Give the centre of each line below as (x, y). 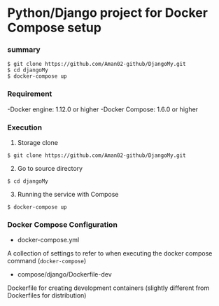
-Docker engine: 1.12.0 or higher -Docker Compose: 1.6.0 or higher (103, 109)
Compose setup (54, 28)
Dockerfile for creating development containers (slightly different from (108, 288)
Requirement (30, 94)
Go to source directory (50, 169)
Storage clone (37, 143)
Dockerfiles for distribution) (47, 295)
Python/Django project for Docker (108, 13)
